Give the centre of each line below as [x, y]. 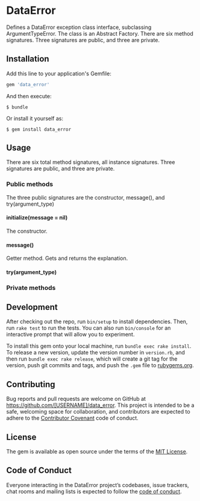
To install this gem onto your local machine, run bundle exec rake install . [99, 346]
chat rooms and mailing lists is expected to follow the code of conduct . [94, 491]
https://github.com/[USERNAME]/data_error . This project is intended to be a [100, 405]
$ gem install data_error [39, 129]
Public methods [30, 184]
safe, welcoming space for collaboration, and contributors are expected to [98, 412]
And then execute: [29, 96]
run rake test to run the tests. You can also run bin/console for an [89, 328]
